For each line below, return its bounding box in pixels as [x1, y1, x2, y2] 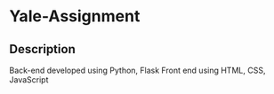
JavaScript [9, 74, 49, 85]
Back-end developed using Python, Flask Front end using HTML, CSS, [9, 65, 266, 75]
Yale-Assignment [9, 6, 141, 27]
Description [9, 42, 76, 57]
